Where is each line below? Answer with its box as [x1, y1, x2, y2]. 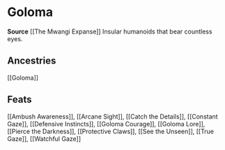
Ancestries [7, 55, 56, 67]
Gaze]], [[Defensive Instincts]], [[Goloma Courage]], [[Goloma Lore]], [7, 119, 205, 128]
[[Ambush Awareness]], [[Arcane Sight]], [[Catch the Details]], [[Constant [7, 112, 218, 121]
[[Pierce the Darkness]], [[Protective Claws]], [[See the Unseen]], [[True [7, 127, 215, 135]
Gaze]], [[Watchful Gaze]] [7, 134, 82, 143]
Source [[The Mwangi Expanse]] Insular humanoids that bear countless [7, 27, 212, 36]
